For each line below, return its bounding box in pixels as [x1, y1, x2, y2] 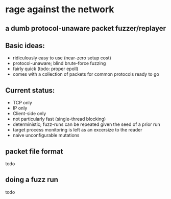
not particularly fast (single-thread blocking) [12, 116, 106, 122]
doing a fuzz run [5, 175, 59, 184]
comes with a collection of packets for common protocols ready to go [12, 71, 159, 77]
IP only [12, 105, 28, 111]
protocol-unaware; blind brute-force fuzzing [12, 60, 106, 67]
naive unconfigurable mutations [12, 132, 80, 139]
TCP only [12, 100, 32, 106]
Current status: [5, 86, 55, 95]
